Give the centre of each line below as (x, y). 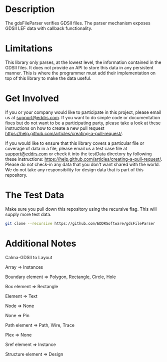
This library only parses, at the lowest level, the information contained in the (83, 62)
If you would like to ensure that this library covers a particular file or (75, 143)
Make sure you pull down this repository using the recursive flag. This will (81, 209)
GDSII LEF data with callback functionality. (49, 28)
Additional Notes (41, 243)
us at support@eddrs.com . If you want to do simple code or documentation (83, 117)
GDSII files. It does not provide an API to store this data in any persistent (79, 67)
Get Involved (32, 99)
